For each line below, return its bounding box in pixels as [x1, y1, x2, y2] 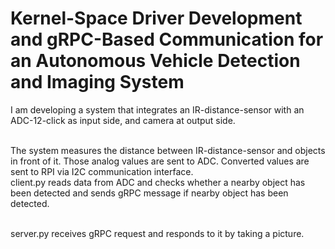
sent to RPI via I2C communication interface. [10, 165, 194, 177]
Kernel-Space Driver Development [10, 7, 303, 30]
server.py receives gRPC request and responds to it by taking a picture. [10, 227, 305, 239]
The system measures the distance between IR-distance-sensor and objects [10, 144, 326, 156]
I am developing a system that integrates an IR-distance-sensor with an [10, 103, 305, 116]
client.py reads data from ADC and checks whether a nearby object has [10, 176, 306, 188]
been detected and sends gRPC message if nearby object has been [10, 187, 289, 199]
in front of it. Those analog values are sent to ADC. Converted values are [10, 155, 310, 167]
